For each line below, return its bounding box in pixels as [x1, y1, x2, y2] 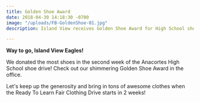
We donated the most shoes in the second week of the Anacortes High [6, 58, 180, 66]
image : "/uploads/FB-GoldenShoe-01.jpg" [6, 20, 108, 26]
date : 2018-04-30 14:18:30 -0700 [6, 14, 89, 20]
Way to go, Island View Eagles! [6, 47, 84, 54]
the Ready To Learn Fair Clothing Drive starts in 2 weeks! [6, 89, 146, 96]
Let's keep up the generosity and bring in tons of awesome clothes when [6, 83, 186, 90]
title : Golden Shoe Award [6, 8, 70, 15]
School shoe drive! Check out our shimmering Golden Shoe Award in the [6, 65, 184, 72]
